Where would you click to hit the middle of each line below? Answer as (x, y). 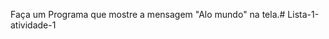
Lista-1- (303, 14)
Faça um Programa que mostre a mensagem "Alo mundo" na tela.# (148, 14)
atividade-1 (33, 25)
